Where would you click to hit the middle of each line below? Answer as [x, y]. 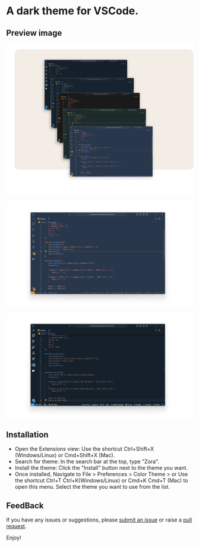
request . [16, 526]
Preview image [34, 33]
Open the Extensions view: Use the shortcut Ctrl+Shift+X [84, 449]
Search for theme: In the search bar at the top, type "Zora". [87, 461]
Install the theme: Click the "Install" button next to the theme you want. [101, 468]
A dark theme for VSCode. [72, 11]
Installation [27, 434]
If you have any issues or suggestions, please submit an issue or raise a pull [99, 520]
